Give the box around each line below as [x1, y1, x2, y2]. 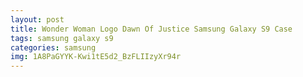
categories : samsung [10, 42, 97, 53]
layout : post [10, 14, 65, 25]
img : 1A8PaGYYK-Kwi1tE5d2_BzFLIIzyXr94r [10, 52, 182, 62]
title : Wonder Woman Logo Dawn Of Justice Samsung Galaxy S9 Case [10, 24, 293, 34]
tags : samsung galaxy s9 [10, 33, 114, 43]
